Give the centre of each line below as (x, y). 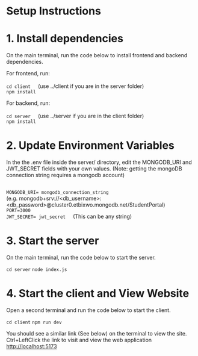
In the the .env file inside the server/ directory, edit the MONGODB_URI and (99, 162)
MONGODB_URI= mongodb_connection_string (58, 193)
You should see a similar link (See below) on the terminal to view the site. (97, 333)
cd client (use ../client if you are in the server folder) (75, 86)
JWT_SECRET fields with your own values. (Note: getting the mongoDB (94, 169)
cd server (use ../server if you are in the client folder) (75, 116)
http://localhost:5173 (32, 346)
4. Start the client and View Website (98, 294)
